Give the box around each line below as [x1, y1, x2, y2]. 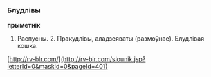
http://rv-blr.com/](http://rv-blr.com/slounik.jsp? [9, 55, 146, 63]
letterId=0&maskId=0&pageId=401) [7, 63, 108, 71]
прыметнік [7, 21, 41, 30]
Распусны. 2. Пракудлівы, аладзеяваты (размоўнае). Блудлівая [17, 34, 205, 43]
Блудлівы [7, 5, 42, 15]
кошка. [17, 42, 38, 50]
